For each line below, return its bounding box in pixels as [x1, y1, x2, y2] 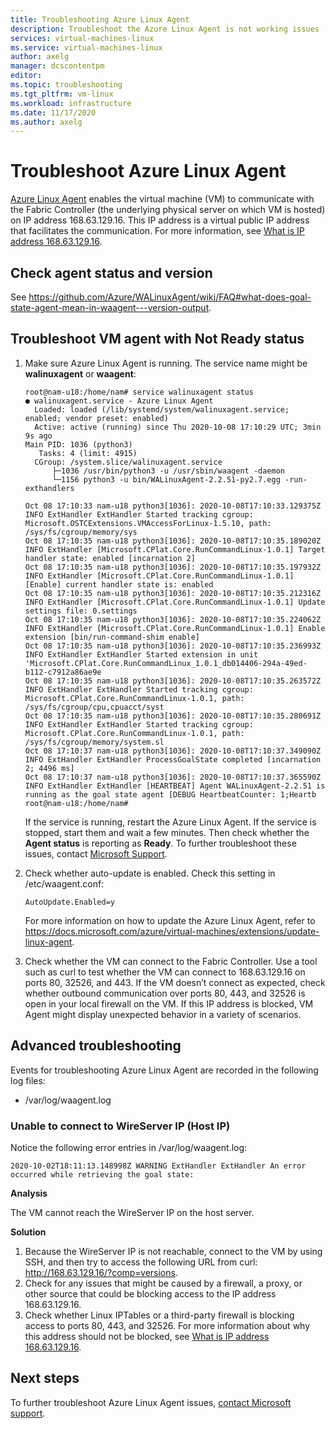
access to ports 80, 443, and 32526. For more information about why [24, 1319, 311, 1331]
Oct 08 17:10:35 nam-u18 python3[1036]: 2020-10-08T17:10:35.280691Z [24, 711, 322, 721]
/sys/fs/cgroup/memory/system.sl [24, 737, 165, 747]
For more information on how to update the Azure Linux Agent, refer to [24, 914, 316, 926]
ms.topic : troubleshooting [10, 80, 123, 90]
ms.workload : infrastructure [10, 98, 132, 108]
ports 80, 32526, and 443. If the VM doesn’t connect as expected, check [24, 976, 326, 988]
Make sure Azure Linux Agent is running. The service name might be [24, 357, 308, 369]
